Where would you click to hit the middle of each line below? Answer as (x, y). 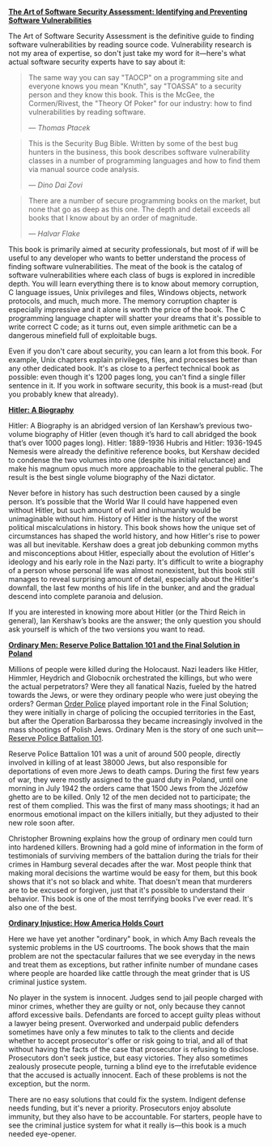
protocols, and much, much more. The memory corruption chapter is (123, 301)
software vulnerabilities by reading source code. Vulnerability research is (130, 45)
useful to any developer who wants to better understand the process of (127, 258)
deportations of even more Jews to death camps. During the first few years (134, 771)
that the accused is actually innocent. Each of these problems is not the (127, 1075)
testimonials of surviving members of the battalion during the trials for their (134, 856)
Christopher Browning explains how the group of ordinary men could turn (131, 839)
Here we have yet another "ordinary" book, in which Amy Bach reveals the (132, 939)
